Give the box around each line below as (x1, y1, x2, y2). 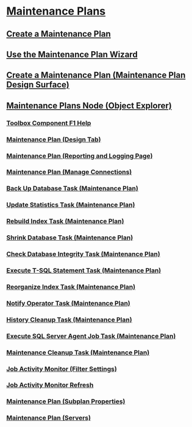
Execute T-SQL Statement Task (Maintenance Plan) (6, 266, 162, 274)
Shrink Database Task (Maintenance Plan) (6, 233, 133, 242)
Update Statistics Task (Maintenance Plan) (6, 200, 135, 209)
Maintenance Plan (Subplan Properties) (6, 397, 126, 406)
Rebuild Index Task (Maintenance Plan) (6, 217, 124, 225)
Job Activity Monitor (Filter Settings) (6, 365, 117, 373)
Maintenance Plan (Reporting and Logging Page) (6, 151, 153, 160)
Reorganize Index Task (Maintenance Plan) (6, 282, 136, 291)
